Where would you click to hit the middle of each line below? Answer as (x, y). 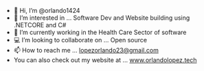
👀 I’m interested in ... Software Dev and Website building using (102, 18)
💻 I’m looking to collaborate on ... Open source (80, 40)
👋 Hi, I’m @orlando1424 (47, 11)
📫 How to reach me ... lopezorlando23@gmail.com (86, 50)
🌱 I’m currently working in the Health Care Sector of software (100, 32)
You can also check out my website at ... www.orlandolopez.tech (105, 60)
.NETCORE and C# (40, 25)
